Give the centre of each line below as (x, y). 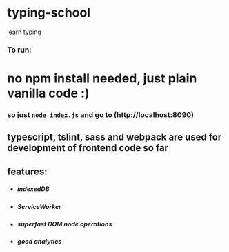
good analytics (39, 242)
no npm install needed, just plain (102, 79)
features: (27, 171)
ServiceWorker (39, 206)
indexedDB (33, 189)
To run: (20, 50)
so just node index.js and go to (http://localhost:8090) (101, 114)
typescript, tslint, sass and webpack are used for (114, 137)
